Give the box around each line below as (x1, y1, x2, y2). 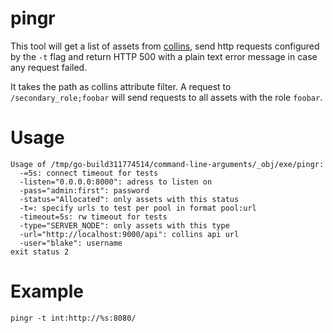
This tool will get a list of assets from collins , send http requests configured (10, 40, 320, 52)
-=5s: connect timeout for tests (19, 168, 159, 178)
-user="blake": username (19, 238, 123, 248)
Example (10, 280, 84, 303)
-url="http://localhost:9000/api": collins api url (19, 229, 240, 239)
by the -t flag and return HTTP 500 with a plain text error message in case (10, 50, 318, 62)
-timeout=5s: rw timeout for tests (19, 212, 168, 222)
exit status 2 (10, 247, 70, 257)
